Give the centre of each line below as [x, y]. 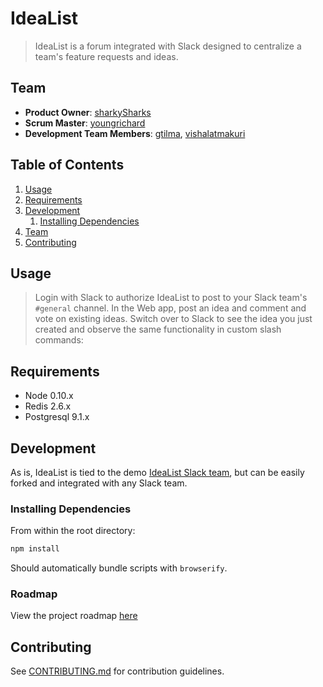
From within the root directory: [73, 531]
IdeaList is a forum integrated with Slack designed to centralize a [168, 46]
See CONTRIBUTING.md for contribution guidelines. [117, 671]
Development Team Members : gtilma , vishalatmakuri [135, 133]
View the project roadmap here [74, 616]
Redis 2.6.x [48, 406]
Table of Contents [67, 165]
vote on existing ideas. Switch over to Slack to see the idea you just [173, 319]
